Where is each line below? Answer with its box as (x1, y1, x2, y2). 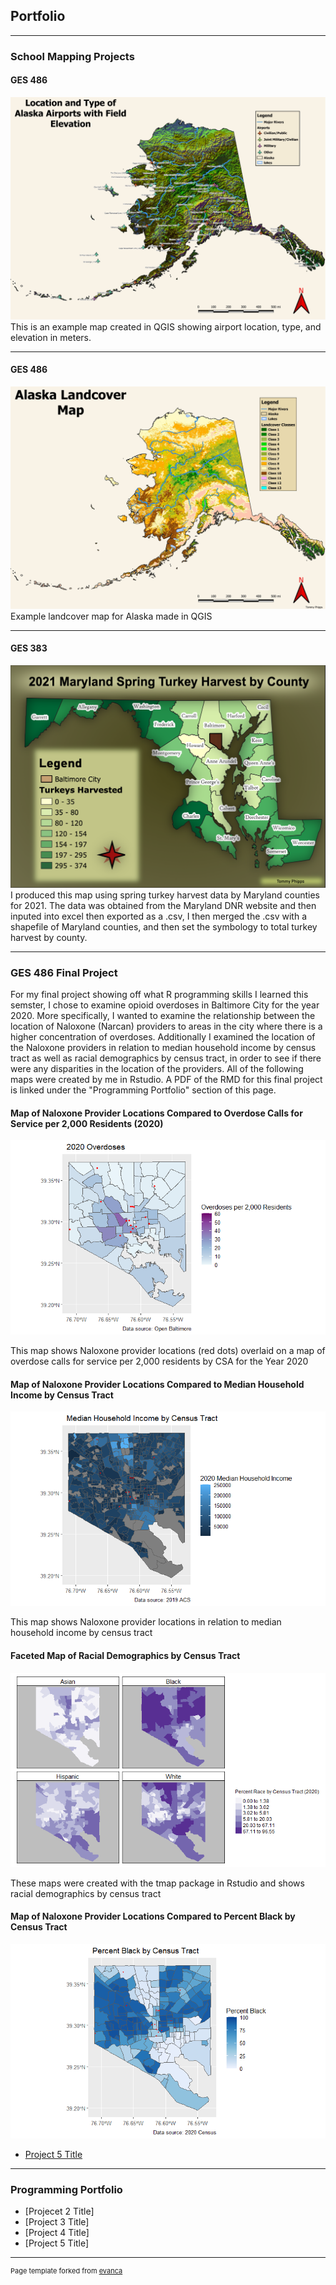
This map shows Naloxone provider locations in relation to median (10, 1616, 282, 1628)
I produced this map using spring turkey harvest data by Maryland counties (10, 889, 320, 901)
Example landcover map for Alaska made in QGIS (10, 610, 213, 622)
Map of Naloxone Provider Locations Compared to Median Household (10, 1378, 305, 1390)
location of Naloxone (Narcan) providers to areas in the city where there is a (10, 1020, 323, 1033)
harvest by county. (10, 931, 88, 943)
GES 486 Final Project (10, 965, 118, 979)
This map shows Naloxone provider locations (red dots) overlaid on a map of (10, 1345, 326, 1357)
